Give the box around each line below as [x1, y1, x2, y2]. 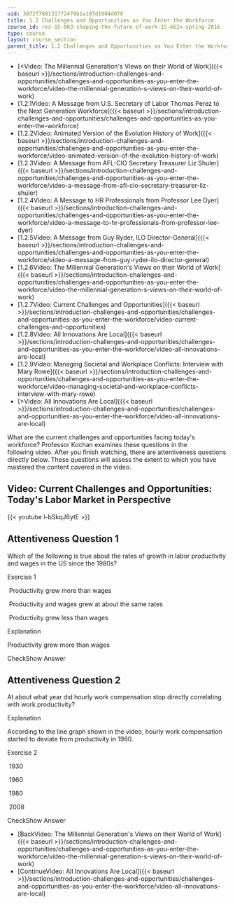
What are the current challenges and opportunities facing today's [7, 433, 196, 441]
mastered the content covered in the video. [7, 463, 131, 471]
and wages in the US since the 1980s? [7, 559, 117, 568]
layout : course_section [7, 36, 77, 43]
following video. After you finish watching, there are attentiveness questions [7, 448, 227, 456]
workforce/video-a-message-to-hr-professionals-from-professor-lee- [17, 219, 220, 226]
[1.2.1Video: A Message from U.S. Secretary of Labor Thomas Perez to [17, 100, 220, 107]
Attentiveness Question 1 [7, 533, 119, 545]
